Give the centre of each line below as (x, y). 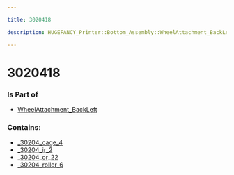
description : (26, 32)
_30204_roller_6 (40, 165)
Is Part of (23, 94)
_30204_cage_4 (40, 142)
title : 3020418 (29, 19)
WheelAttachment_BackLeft (57, 109)
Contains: (24, 127)
